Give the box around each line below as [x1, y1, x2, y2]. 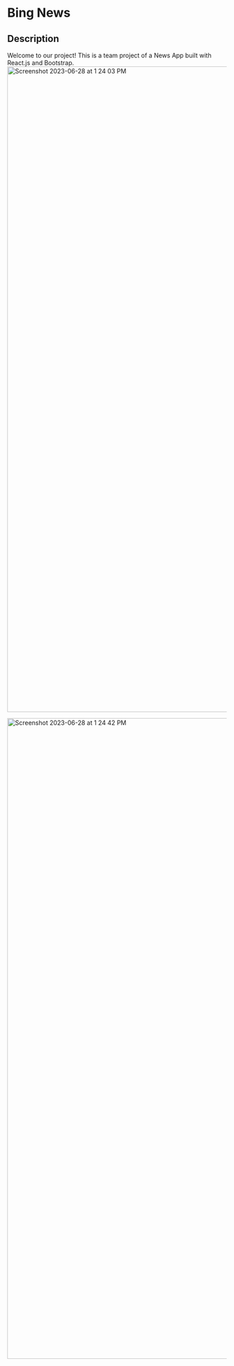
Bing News [7, 5, 71, 21]
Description [7, 33, 59, 45]
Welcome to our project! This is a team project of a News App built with [7, 51, 212, 59]
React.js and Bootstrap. [7, 59, 75, 67]
